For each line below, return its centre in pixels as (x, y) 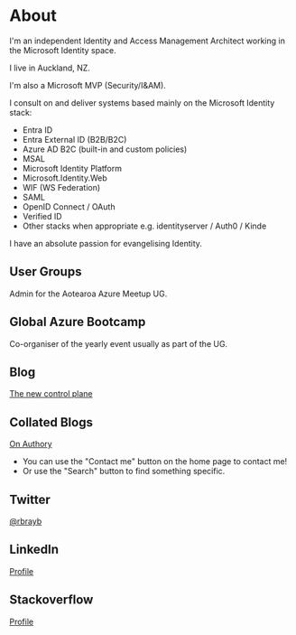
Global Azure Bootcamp (78, 322)
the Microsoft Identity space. (63, 50)
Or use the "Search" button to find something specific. (124, 472)
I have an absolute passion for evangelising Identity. (106, 243)
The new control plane (51, 394)
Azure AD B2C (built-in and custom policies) (105, 149)
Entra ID (37, 130)
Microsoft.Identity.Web (65, 178)
